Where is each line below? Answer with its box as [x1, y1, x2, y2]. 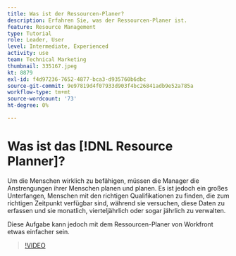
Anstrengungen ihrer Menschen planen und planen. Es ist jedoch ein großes [7, 184, 228, 192]
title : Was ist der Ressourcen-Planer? [7, 10, 125, 18]
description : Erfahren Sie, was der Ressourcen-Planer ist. [7, 17, 188, 24]
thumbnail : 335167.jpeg [7, 63, 77, 70]
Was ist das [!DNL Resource [7, 139, 173, 155]
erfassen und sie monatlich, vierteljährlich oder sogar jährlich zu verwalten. [7, 206, 226, 215]
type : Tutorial [7, 30, 52, 37]
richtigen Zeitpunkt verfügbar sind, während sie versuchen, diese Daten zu [7, 198, 225, 207]
